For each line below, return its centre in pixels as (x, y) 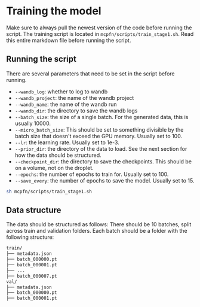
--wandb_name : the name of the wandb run (66, 104)
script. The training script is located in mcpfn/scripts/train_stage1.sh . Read (100, 34)
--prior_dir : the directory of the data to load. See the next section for (101, 148)
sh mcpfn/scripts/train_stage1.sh (49, 192)
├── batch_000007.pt (32, 276)
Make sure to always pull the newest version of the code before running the (99, 28)
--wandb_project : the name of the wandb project (74, 98)
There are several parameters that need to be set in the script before (90, 74)
